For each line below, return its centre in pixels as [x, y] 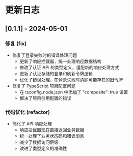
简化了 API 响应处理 [32, 124]
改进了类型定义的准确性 [43, 149]
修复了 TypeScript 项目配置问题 [44, 86]
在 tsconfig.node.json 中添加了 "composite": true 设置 [74, 92]
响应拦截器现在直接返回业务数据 [52, 130]
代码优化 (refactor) [27, 112]
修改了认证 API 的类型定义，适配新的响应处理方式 [69, 67]
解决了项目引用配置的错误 [45, 98]
